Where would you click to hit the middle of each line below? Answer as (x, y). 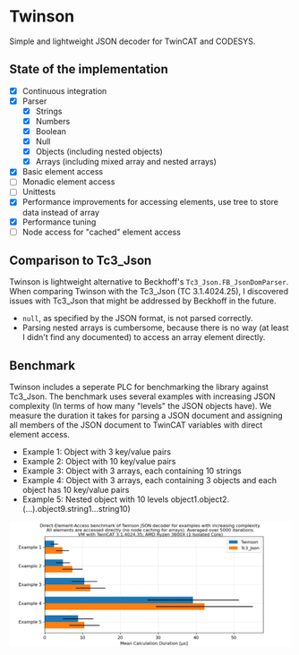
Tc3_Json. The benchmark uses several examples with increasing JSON (142, 396)
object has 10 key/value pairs (76, 490)
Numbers (53, 121)
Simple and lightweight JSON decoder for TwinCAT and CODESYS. (132, 41)
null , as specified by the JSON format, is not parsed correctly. (137, 319)
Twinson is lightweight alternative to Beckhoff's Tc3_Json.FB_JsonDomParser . (149, 282)
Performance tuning (59, 222)
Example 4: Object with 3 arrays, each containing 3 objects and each (149, 481)
